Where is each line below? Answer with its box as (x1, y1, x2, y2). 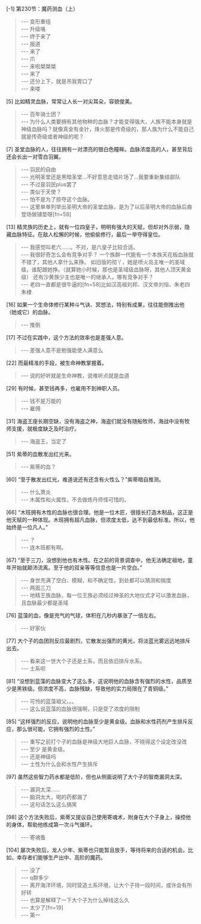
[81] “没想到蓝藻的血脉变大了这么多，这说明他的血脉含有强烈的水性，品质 (6, 678, 187, 684)
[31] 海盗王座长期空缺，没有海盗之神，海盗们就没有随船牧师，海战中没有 (6, 418, 185, 424)
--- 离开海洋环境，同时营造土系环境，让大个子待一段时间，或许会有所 (20, 882, 193, 889)
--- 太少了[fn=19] (20, 904, 64, 911)
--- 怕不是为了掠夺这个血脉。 (20, 196, 93, 203)
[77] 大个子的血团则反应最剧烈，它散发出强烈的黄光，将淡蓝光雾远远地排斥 (6, 637, 191, 644)
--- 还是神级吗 (20, 753, 57, 760)
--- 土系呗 (20, 665, 46, 672)
